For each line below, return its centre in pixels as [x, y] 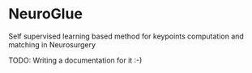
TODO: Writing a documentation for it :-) [75, 60]
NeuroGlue [46, 14]
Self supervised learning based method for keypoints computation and [126, 36]
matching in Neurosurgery [52, 44]
